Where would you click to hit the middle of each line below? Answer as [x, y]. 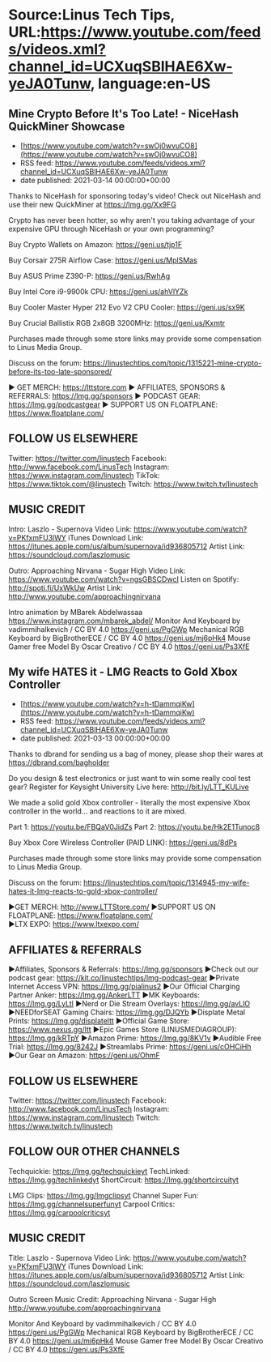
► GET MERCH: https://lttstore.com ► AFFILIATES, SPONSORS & [117, 387]
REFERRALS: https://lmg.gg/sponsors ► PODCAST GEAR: [104, 396]
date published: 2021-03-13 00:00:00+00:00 [95, 738]
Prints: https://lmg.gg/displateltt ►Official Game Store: [99, 1021]
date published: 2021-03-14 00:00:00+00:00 [95, 180]
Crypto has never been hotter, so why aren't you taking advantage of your [132, 220]
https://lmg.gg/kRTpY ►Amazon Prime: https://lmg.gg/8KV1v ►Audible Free [135, 1038]
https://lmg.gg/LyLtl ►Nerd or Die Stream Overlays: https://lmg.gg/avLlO [129, 1004]
